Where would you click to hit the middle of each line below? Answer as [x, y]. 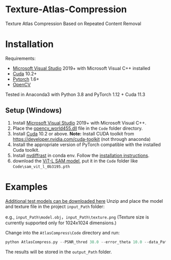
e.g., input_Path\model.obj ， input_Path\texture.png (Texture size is [77, 217]
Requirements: [20, 58]
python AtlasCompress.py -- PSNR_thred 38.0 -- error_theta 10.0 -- [77, 242]
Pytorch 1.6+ [26, 79]
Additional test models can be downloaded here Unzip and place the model [84, 201]
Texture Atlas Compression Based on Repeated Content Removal [73, 23]
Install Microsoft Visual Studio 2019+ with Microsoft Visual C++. [79, 123]
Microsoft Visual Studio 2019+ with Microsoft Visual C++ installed [81, 68]
